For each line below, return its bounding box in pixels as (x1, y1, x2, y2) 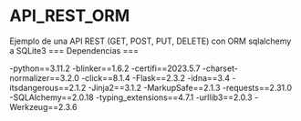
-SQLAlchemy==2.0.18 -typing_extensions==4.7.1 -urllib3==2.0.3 (9, 92, 253, 103)
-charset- (202, 63, 239, 74)
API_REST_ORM (9, 5, 130, 26)
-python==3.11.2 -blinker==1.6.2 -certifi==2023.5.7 (9, 63, 201, 74)
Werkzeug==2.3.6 (9, 101, 78, 112)
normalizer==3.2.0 (9, 72, 79, 83)
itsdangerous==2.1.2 (9, 82, 87, 93)
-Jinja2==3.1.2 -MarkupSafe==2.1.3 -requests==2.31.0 (88, 82, 293, 93)
